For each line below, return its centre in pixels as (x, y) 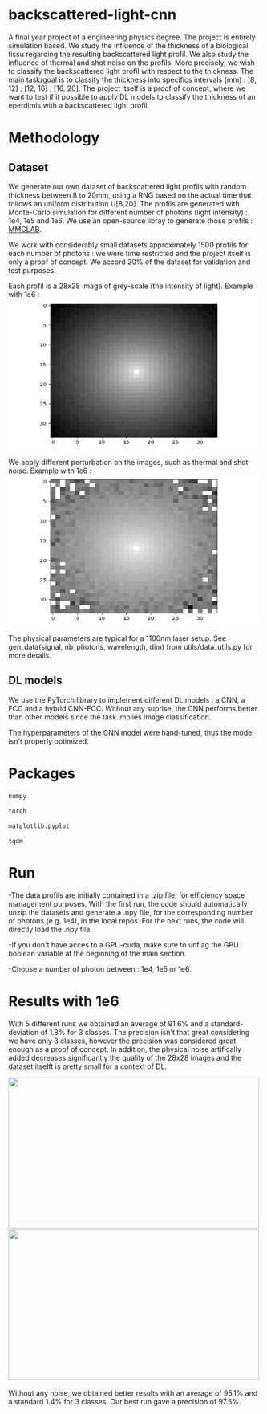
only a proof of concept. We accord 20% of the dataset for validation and (129, 262)
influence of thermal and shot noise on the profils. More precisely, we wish (131, 63)
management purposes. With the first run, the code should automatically (128, 903)
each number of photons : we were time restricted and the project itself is (129, 253)
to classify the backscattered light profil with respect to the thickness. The (131, 71)
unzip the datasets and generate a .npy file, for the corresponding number (131, 912)
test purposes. (32, 270)
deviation (24, 1032)
